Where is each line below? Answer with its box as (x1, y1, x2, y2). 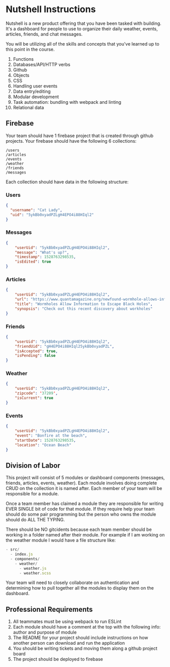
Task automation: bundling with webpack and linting (13, 99, 122, 105)
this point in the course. (6, 46, 55, 52)
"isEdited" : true (15, 259, 51, 264)
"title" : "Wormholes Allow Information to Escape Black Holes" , (15, 302, 153, 307)
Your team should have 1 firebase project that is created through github (6, 133, 153, 139)
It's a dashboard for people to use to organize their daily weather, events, (6, 25, 158, 31)
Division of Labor (6, 461, 61, 470)
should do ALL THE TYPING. (6, 517, 65, 523)
